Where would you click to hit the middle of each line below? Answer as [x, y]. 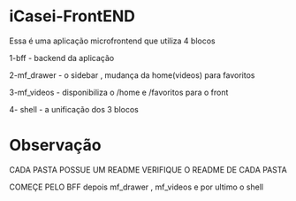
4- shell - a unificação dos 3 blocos [74, 109]
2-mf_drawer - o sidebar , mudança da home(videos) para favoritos [132, 75]
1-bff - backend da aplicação [62, 58]
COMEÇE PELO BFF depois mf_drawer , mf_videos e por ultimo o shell [136, 187]
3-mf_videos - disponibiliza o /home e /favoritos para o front [119, 92]
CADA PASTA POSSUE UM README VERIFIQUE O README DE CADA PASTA [148, 169]
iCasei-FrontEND [72, 16]
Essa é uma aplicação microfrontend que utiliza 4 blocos [112, 41]
